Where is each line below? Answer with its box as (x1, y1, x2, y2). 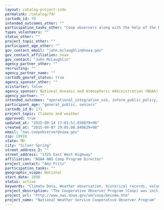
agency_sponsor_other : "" (5, 79, 58, 84)
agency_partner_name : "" (5, 71, 56, 76)
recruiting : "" (5, 66, 36, 71)
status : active (5, 179, 36, 184)
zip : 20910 (5, 134, 27, 139)
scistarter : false (5, 84, 42, 89)
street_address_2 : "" (5, 148, 49, 153)
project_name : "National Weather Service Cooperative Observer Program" (5, 197, 156, 202)
